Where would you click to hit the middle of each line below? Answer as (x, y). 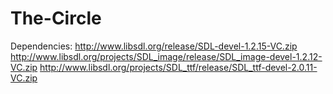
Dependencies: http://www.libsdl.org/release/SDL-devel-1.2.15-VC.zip (154, 46)
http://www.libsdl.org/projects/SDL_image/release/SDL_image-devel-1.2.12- (166, 56)
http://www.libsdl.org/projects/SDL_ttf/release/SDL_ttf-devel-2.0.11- (178, 67)
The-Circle (56, 18)
